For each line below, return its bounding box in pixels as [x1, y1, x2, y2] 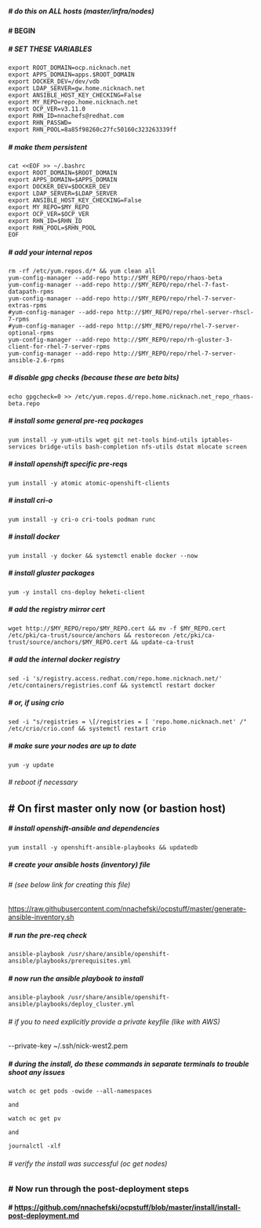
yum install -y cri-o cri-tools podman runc [8, 515, 156, 523]
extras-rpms [8, 301, 47, 310]
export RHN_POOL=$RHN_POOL [8, 224, 96, 232]
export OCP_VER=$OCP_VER [8, 210, 89, 218]
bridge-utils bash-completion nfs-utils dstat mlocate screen [39, 442, 247, 451]
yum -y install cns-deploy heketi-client [8, 588, 146, 596]
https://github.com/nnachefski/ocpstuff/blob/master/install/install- [14, 1203, 241, 1212]
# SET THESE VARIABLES [8, 44, 92, 53]
